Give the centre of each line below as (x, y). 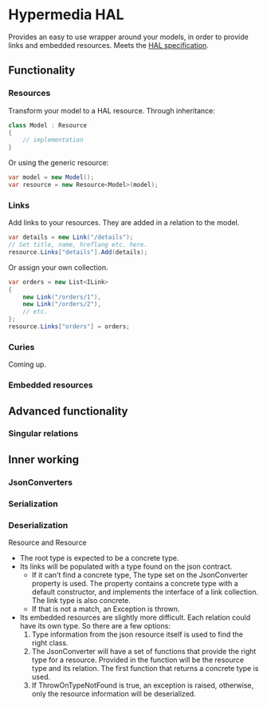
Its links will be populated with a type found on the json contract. (126, 566)
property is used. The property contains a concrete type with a (135, 583)
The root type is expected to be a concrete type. (99, 557)
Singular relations (43, 434)
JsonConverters (41, 482)
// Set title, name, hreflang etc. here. (78, 245)
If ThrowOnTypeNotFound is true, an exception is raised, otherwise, (142, 685)
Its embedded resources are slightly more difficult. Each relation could (135, 617)
